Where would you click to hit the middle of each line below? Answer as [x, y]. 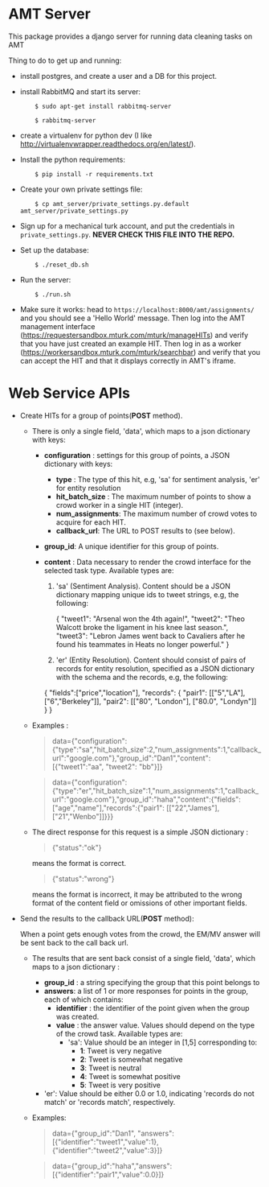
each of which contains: [84, 999]
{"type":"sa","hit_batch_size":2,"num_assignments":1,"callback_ [157, 749]
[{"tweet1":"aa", [78, 766]
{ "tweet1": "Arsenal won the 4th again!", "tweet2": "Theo [150, 618]
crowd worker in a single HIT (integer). [120, 505]
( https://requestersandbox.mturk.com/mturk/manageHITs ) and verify [134, 335]
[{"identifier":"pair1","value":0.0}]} [108, 1174]
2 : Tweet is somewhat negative [131, 1059]
